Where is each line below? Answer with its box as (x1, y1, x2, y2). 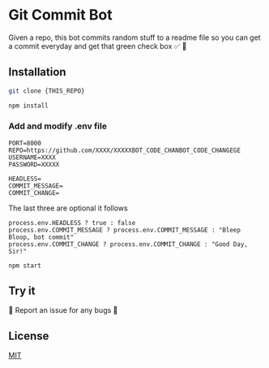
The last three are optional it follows (8, 203, 128, 213)
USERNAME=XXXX (8, 153, 57, 162)
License (8, 329, 49, 343)
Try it (8, 284, 36, 298)
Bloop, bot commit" (8, 233, 75, 241)
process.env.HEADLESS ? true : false (8, 219, 136, 227)
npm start (8, 262, 42, 270)
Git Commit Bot (8, 6, 113, 24)
